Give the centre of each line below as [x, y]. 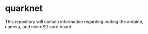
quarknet [24, 8]
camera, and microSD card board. [39, 26]
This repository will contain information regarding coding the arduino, [74, 22]
